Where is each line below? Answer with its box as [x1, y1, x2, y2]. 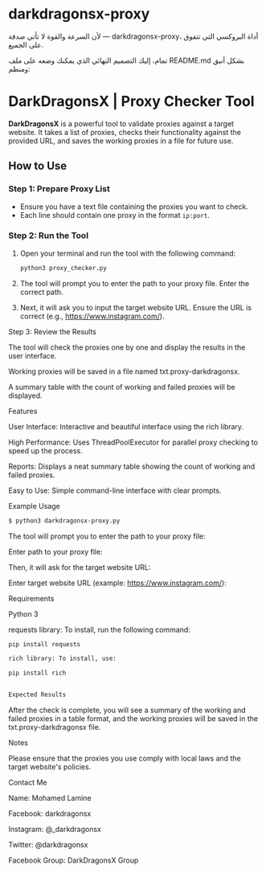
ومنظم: [8, 64, 31, 73]
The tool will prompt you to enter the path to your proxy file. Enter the [19, 278, 250, 288]
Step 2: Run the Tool [8, 230, 89, 241]
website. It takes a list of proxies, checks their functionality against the [8, 127, 242, 137]
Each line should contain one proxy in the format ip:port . [19, 210, 211, 219]
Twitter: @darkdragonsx [8, 840, 88, 850]
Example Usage [8, 501, 60, 510]
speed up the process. [8, 445, 83, 455]
